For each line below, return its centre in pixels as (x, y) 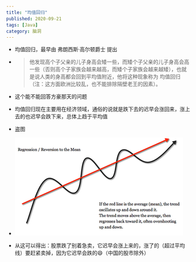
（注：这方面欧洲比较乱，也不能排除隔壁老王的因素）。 (95, 84)
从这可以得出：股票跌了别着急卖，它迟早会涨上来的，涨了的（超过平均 (100, 245)
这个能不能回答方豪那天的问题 (51, 97)
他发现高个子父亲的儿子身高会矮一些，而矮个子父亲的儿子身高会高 (109, 62)
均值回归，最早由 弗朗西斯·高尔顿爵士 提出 (66, 50)
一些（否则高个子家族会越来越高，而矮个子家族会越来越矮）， (103, 69)
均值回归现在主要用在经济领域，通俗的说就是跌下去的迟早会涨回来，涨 (100, 109)
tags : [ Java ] (22, 25)
